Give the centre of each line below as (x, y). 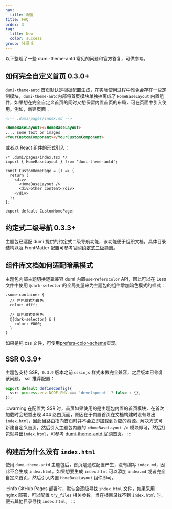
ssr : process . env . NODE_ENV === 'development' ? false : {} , (75, 393)
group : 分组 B (20, 44)
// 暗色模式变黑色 (27, 315)
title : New (21, 34)
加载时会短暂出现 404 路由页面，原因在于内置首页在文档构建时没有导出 (80, 415)
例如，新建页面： (32, 109)
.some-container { (25, 295)
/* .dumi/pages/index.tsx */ (36, 157)
